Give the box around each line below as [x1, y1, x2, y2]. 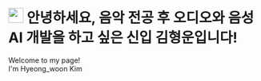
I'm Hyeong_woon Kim [8, 64, 82, 73]
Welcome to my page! [8, 55, 81, 65]
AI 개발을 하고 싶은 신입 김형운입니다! [8, 29, 238, 47]
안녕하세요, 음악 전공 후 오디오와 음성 [26, 9, 255, 27]
